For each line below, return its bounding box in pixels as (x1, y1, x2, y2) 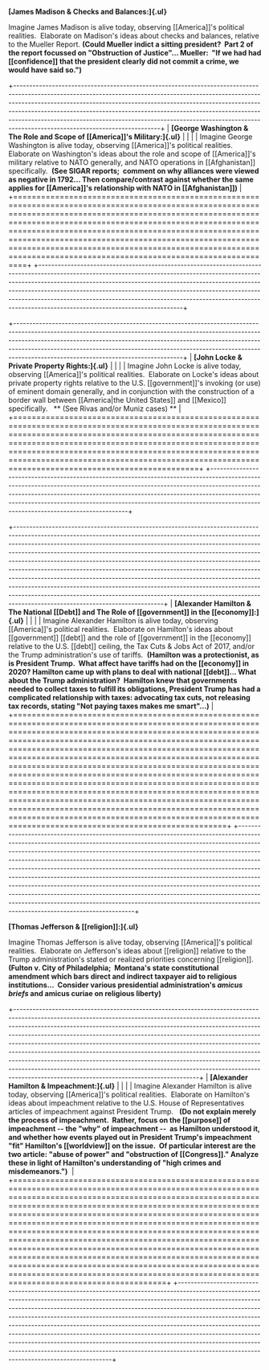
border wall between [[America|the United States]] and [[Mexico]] (8, 396, 226, 404)
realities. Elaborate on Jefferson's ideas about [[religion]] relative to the (8, 946, 247, 955)
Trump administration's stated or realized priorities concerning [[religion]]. (8, 954, 255, 964)
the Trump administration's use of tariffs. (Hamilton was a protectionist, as (8, 650, 259, 659)
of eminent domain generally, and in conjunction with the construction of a (8, 387, 255, 396)
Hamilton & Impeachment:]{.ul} (8, 1081, 116, 1090)
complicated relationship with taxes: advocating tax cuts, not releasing (8, 693, 251, 702)
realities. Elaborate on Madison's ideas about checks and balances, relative (8, 31, 259, 40)
